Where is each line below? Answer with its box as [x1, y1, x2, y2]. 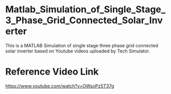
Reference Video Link [5, 66, 99, 78]
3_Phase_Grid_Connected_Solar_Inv [5, 14, 163, 26]
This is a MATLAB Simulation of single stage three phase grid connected [5, 42, 158, 48]
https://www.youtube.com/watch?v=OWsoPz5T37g [5, 83, 115, 89]
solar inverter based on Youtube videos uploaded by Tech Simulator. [5, 48, 150, 54]
